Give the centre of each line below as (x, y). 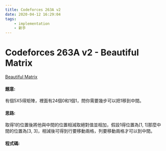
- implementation (32, 24)
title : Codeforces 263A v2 (33, 10)
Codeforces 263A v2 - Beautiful (72, 53)
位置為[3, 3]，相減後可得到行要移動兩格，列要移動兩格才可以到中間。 (84, 131)
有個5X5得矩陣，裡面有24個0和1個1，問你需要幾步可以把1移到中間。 (75, 101)
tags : (11, 19)
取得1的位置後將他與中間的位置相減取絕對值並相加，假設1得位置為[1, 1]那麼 (81, 125)
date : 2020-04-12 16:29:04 (33, 14)
